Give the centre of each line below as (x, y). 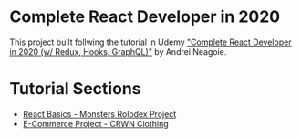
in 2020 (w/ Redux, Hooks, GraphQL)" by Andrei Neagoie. (118, 51)
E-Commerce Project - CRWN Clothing (95, 123)
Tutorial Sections (75, 89)
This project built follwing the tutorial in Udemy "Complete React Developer (150, 42)
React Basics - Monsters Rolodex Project (99, 114)
